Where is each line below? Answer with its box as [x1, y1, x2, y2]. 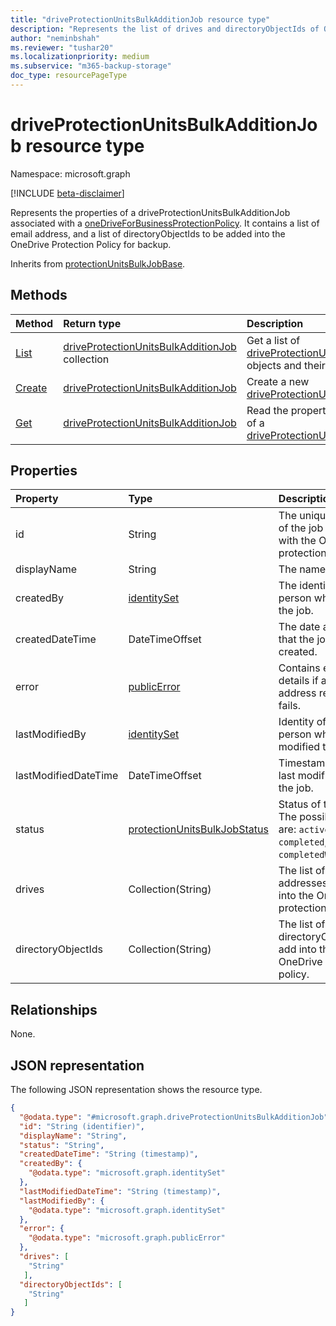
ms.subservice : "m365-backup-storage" [10, 61, 172, 71]
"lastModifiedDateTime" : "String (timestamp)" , [19, 1186, 222, 1196]
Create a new [246, 374, 310, 388]
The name [278, 562, 327, 576]
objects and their [246, 358, 326, 372]
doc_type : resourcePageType [10, 71, 128, 81]
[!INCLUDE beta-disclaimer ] [10, 187, 125, 199]
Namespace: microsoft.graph [10, 167, 131, 180]
